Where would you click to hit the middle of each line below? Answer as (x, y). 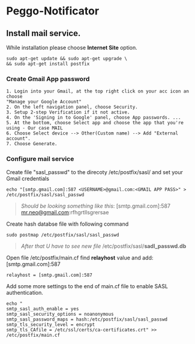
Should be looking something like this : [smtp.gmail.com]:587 (96, 206)
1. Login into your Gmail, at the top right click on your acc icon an (97, 91)
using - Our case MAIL (34, 128)
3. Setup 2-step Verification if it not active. (68, 112)
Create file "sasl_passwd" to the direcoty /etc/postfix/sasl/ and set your (94, 172)
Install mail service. (43, 33)
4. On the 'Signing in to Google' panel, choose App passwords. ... (94, 118)
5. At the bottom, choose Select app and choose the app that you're (95, 123)
